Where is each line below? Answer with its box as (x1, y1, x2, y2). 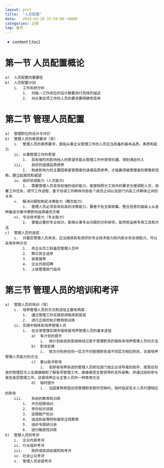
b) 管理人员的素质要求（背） (5, 137, 58, 141)
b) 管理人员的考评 (5, 433, 40, 438)
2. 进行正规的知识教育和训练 (23, 318, 75, 323)
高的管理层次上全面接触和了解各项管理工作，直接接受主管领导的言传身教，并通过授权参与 (5, 370, 158, 375)
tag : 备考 (5, 26, 23, 30)
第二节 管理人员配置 (5, 114, 85, 125)
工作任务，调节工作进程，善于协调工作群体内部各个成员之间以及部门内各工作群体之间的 (8, 189, 158, 193)
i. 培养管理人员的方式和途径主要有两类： (14, 307, 89, 312)
